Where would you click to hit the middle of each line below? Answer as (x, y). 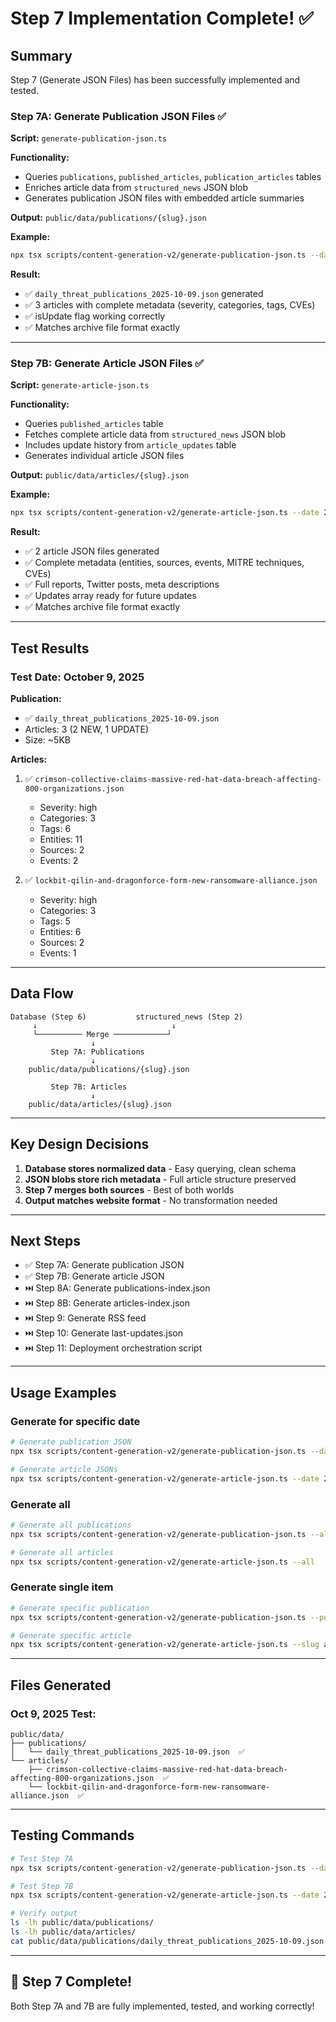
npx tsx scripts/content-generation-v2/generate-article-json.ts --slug (165, 1645)
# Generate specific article (71, 1635)
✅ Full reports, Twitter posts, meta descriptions (122, 584)
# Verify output (44, 1913)
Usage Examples (63, 1392)
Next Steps (45, 1241)
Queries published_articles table (94, 424)
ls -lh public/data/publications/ (82, 1923)
